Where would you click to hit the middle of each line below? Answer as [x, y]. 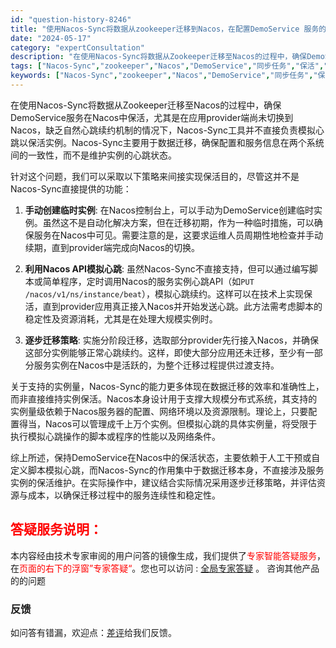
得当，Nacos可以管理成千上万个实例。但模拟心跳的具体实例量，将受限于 [168, 423]
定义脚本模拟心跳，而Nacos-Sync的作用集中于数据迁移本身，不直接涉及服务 [167, 470]
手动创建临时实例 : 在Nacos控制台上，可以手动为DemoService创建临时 [169, 210]
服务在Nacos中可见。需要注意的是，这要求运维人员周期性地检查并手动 [178, 235]
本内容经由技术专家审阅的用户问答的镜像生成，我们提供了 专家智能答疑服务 [163, 555]
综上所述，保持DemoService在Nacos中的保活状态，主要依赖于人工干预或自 [165, 457]
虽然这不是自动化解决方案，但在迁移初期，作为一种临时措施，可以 [178, 222]
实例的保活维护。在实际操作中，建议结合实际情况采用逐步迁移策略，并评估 [163, 482]
